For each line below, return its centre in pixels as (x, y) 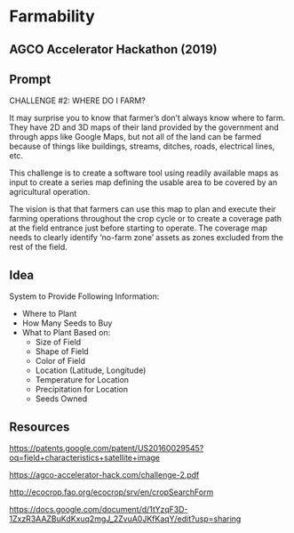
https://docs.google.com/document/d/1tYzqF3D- (99, 510)
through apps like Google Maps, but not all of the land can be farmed (135, 137)
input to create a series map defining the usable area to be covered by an (143, 182)
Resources (40, 427)
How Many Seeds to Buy (67, 323)
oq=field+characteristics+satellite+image (85, 458)
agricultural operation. (50, 192)
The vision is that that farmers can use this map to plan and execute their (143, 209)
